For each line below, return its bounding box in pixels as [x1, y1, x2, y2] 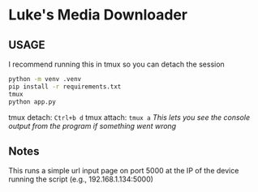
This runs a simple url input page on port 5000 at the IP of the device [8, 166, 239, 176]
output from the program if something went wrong [8, 121, 177, 130]
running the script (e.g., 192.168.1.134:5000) [8, 174, 154, 184]
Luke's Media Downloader [8, 6, 188, 24]
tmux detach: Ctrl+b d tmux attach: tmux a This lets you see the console [8, 112, 250, 122]
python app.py [8, 97, 57, 106]
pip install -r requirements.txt [8, 83, 122, 91]
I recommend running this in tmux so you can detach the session [8, 59, 225, 69]
